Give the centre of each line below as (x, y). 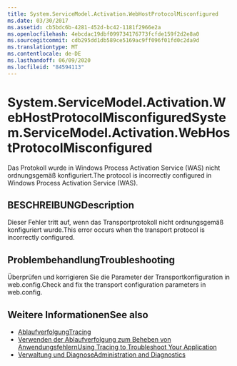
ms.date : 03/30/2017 (38, 21)
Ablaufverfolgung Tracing (54, 332)
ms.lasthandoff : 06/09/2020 (49, 61)
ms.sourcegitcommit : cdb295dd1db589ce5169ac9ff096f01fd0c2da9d (104, 41)
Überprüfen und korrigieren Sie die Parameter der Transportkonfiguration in (119, 277)
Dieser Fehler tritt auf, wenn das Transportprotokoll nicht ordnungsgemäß (116, 223)
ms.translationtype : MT (43, 47)
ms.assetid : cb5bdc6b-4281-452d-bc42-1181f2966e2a (84, 27)
